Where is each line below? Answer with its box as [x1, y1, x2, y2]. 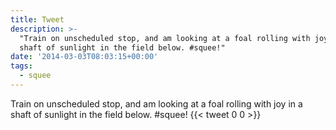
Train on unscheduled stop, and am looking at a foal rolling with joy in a [10, 97, 303, 110]
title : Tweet [10, 14, 65, 25]
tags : [10, 61, 33, 71]
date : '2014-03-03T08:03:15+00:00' [10, 52, 159, 62]
